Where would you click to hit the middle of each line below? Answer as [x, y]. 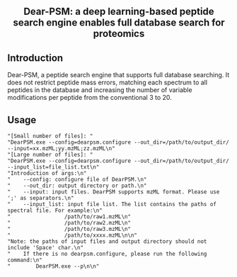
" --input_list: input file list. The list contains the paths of [112, 205]
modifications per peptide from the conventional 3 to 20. [89, 98]
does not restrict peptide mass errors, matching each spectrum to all [107, 83]
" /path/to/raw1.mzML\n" [69, 217]
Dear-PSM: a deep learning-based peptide [119, 12]
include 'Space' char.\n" [45, 248]
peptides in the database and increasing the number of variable [100, 90]
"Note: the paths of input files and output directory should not [107, 242]
